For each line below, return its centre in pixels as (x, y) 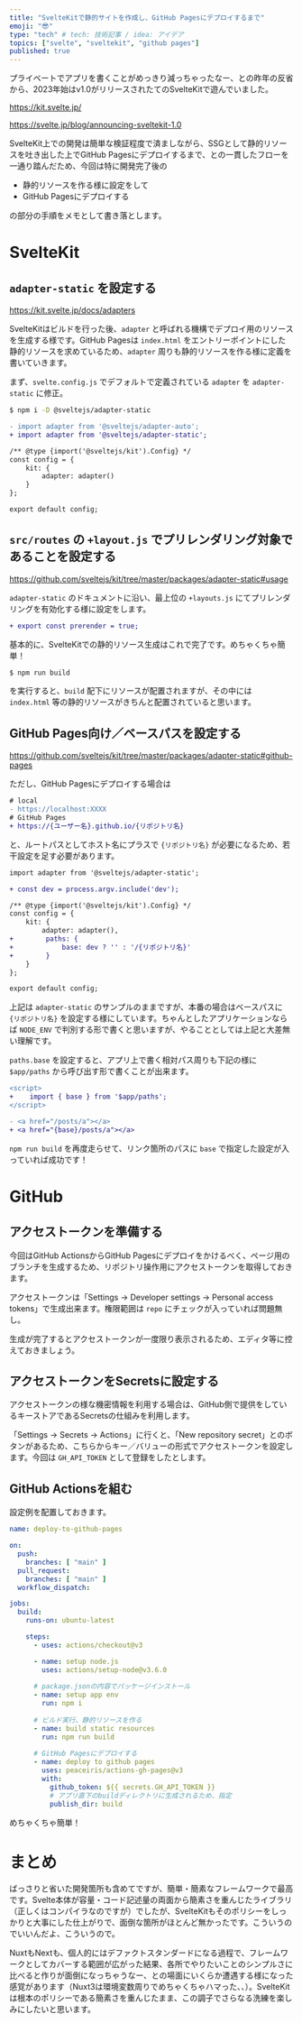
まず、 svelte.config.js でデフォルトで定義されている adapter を (130, 382)
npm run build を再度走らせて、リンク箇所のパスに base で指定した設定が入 (150, 1148)
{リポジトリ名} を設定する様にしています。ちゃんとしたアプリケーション (141, 1018)
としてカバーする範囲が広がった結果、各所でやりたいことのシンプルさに (159, 1964)
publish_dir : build (86, 1804)
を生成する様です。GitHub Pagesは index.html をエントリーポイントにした (148, 340)
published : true (40, 51)
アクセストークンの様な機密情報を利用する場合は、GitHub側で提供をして (144, 1404)
